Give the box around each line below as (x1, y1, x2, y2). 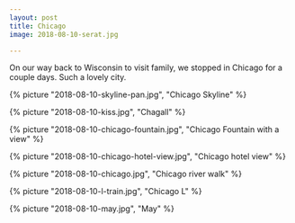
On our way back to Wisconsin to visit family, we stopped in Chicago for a (9, 62, 283, 73)
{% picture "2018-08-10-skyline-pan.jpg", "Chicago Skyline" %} (9, 89, 247, 100)
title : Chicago (9, 22, 67, 31)
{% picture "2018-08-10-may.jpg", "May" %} (9, 203, 175, 214)
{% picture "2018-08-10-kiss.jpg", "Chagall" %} (9, 107, 186, 118)
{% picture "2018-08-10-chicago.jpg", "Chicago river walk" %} (9, 168, 243, 180)
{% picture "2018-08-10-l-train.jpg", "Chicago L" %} (9, 186, 202, 197)
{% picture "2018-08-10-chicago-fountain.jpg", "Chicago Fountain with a (9, 124, 280, 135)
